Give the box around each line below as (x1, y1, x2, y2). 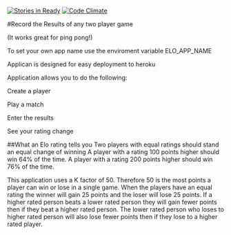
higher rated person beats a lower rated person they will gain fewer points (7, 198, 217, 206)
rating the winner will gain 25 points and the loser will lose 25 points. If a (7, 191, 212, 198)
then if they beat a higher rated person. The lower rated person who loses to (7, 205, 224, 214)
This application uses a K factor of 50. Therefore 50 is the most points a (7, 176, 212, 184)
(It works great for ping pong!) (7, 33, 93, 41)
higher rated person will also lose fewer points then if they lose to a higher (7, 213, 218, 220)
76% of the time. (7, 162, 54, 171)
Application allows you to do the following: (7, 73, 128, 82)
